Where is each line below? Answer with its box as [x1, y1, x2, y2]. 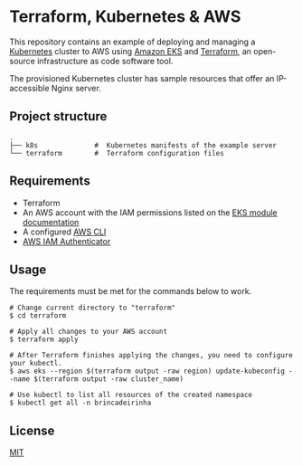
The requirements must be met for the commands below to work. [9, 286, 252, 297]
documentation [22, 216, 80, 227]
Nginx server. [51, 82, 101, 93]
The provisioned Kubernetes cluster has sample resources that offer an [9, 72, 275, 83]
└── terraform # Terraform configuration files [9, 148, 224, 157]
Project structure [9, 109, 108, 124]
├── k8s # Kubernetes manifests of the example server [9, 140, 278, 150]
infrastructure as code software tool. [37, 55, 174, 66]
